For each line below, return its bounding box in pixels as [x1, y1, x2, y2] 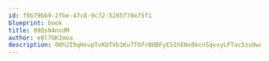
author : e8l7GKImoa [8, 33, 74, 42]
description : [8, 41, 52, 49]
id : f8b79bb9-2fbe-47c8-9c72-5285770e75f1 [8, 11, 152, 20]
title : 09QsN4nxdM [8, 26, 70, 34]
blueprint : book [8, 19, 62, 27]
